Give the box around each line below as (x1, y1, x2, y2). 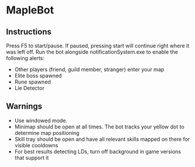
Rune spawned (14, 78, 51, 85)
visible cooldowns (14, 141, 59, 149)
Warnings (6, 102, 43, 112)
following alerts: (6, 55, 45, 61)
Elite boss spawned (14, 72, 62, 79)
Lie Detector (14, 85, 45, 91)
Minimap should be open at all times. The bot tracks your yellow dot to (14, 123, 184, 130)
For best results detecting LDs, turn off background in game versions (14, 148, 182, 155)
